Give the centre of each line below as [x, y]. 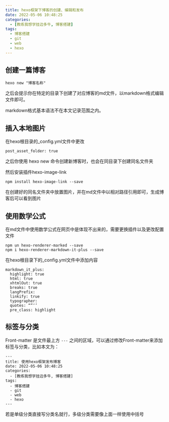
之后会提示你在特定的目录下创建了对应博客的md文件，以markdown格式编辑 [85, 93]
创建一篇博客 [26, 70]
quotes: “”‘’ [24, 306]
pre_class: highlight [33, 310]
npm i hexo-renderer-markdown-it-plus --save [54, 250]
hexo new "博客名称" [26, 83]
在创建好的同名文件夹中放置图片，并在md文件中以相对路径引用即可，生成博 [85, 192]
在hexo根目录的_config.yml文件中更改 [45, 142]
